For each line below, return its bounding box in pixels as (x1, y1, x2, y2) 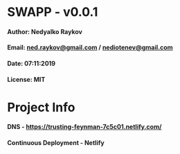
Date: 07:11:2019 (7, 59, 56, 67)
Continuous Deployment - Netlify (7, 138, 105, 146)
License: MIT (7, 75, 46, 83)
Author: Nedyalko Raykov (7, 27, 83, 35)
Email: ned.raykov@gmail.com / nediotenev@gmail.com (7, 43, 173, 52)
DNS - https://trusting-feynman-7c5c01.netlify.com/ (7, 123, 162, 131)
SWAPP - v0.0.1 (7, 4, 98, 20)
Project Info (7, 99, 75, 115)
